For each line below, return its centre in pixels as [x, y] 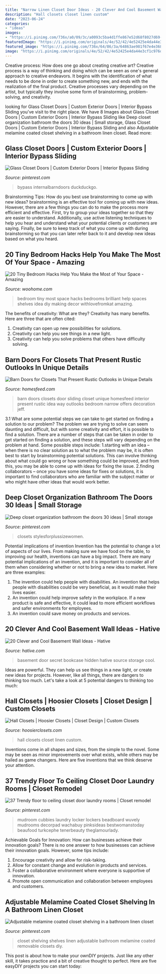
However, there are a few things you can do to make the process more [77, 207]
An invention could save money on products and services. [71, 613]
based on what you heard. [32, 239]
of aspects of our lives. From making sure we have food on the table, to [78, 551]
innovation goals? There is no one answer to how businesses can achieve [80, 845]
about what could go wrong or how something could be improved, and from [82, 461]
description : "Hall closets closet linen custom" [57, 14]
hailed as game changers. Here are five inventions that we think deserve [79, 760]
